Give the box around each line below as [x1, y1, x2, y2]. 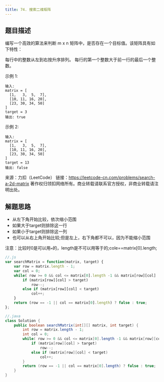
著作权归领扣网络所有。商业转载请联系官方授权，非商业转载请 [30, 181, 155, 187]
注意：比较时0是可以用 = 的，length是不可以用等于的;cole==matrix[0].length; [5, 245, 157, 251]
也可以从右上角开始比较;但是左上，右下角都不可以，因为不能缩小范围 [12, 235, 151, 241]
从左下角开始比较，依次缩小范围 [12, 216, 77, 222]
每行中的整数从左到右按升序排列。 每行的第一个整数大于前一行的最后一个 [5, 57, 152, 63]
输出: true [5, 115, 26, 120]
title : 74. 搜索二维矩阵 [5, 7, 51, 12]
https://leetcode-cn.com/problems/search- [68, 174, 155, 181]
